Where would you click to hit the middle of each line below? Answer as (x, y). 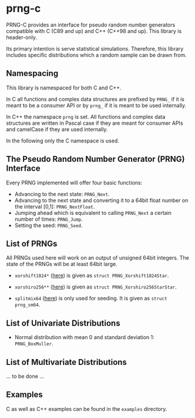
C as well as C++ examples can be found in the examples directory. (87, 409)
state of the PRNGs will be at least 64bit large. (62, 264)
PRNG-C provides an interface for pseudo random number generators (91, 25)
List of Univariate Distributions (63, 323)
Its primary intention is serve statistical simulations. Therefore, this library (95, 48)
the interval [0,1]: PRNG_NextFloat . (55, 206)
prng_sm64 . (27, 304)
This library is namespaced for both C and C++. (64, 88)
